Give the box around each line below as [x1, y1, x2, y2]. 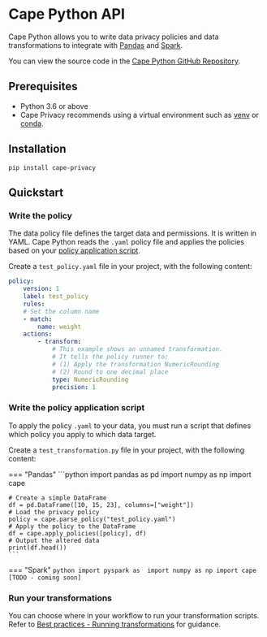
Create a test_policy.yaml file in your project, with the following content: [8, 262, 252, 271]
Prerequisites [8, 80, 78, 93]
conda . [19, 119, 44, 128]
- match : [23, 314, 53, 323]
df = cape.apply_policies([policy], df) [8, 529, 148, 537]
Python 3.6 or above [19, 101, 88, 110]
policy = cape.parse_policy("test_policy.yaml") [8, 515, 176, 523]
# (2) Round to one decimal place [51, 367, 169, 376]
